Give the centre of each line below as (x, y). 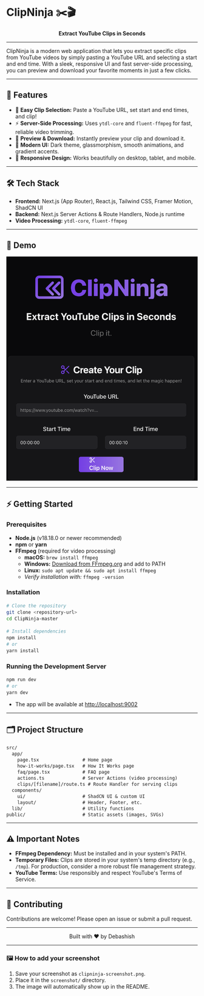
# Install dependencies (36, 631)
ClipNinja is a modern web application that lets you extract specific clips (97, 51)
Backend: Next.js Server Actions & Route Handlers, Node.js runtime (100, 214)
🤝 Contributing (35, 904)
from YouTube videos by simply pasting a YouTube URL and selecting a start (102, 57)
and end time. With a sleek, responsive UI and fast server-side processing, (100, 64)
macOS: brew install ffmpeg (61, 557)
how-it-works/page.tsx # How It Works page (76, 766)
